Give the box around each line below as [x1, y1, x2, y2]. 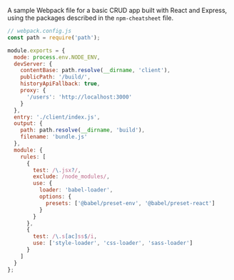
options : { [39, 193, 72, 200]
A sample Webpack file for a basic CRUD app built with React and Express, [7, 6, 228, 14]
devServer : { [14, 60, 53, 67]
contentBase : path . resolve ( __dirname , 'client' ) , [20, 67, 171, 74]
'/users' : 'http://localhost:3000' [26, 93, 133, 101]
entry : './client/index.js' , [14, 114, 101, 121]
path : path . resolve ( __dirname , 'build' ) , [20, 126, 145, 134]
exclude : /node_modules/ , [33, 173, 111, 181]
